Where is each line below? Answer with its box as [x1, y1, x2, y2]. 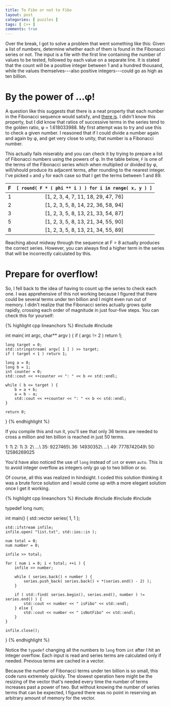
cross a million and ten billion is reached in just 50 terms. [5, 434, 125, 440]
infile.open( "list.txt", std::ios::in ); [5, 529, 97, 534]
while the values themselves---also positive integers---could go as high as [5, 68, 163, 74]
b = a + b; [14, 387, 38, 392]
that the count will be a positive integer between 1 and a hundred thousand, [5, 62, 164, 69]
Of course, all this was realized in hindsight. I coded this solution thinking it [5, 475, 162, 480]
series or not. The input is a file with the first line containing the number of [5, 52, 161, 58]
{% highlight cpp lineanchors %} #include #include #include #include [5, 495, 152, 501]
